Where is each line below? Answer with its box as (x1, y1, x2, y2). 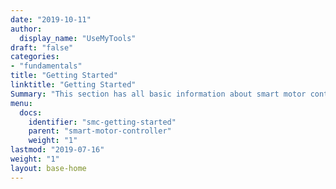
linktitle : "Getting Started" (10, 80, 137, 90)
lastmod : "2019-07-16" (10, 145, 105, 155)
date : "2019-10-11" (10, 14, 92, 25)
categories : (10, 52, 60, 62)
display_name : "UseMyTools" (19, 33, 137, 43)
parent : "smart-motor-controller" (28, 126, 172, 136)
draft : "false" (10, 42, 74, 53)
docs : (19, 107, 43, 118)
